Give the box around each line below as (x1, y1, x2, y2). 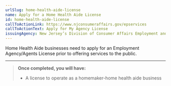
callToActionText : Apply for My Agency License (5, 26, 108, 32)
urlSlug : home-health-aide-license (5, 7, 81, 13)
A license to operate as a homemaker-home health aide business (25, 75, 162, 81)
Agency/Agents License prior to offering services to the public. (5, 50, 137, 56)
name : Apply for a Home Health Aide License (5, 12, 101, 17)
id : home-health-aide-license (5, 17, 70, 22)
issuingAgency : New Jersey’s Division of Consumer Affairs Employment (5, 31, 158, 36)
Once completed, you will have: (17, 65, 86, 71)
